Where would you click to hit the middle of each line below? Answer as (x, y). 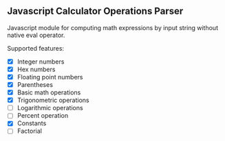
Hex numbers (36, 69)
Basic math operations (49, 92)
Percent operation (43, 116)
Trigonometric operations (53, 100)
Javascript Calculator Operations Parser (95, 11)
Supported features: (35, 48)
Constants (32, 123)
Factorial (30, 131)
